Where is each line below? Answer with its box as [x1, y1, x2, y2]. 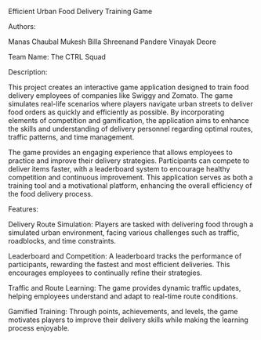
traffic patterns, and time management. [8, 132, 135, 142]
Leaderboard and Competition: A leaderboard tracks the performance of [8, 251, 242, 261]
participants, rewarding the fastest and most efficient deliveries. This [8, 260, 230, 269]
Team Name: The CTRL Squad [8, 52, 106, 61]
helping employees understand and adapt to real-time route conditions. [8, 291, 238, 301]
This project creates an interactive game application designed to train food [8, 82, 249, 92]
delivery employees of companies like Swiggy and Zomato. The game [8, 91, 234, 100]
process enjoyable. [8, 324, 70, 332]
